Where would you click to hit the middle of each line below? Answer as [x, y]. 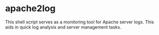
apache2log [30, 9]
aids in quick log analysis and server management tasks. [63, 27]
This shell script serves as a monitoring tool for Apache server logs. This [80, 22]
